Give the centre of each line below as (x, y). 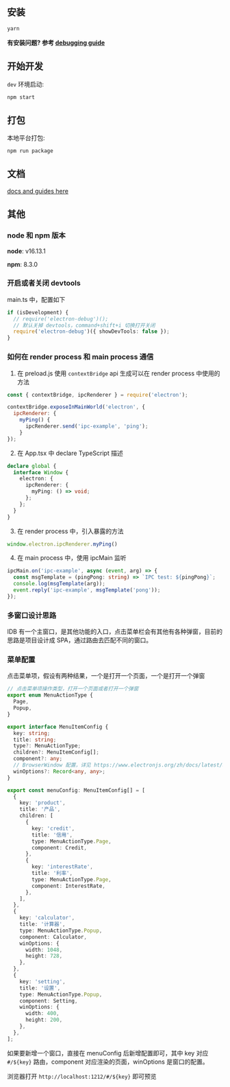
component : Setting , (49, 1001)
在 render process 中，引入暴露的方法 (71, 531)
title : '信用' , (52, 835)
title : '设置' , (40, 988)
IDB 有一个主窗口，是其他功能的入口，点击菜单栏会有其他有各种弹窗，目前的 (115, 632)
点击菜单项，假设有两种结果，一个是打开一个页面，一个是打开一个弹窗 (106, 676)
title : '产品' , (40, 809)
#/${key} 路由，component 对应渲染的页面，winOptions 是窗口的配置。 (108, 1062)
